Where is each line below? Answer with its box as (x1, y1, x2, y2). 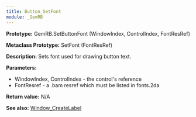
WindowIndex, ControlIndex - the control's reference (14, 75, 142, 82)
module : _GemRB (6, 14, 43, 20)
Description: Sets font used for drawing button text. (6, 53, 132, 60)
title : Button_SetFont (6, 8, 61, 15)
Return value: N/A (6, 93, 50, 100)
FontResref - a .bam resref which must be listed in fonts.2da (14, 81, 160, 88)
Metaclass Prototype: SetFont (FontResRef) (6, 42, 113, 49)
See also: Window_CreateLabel (6, 104, 82, 111)
